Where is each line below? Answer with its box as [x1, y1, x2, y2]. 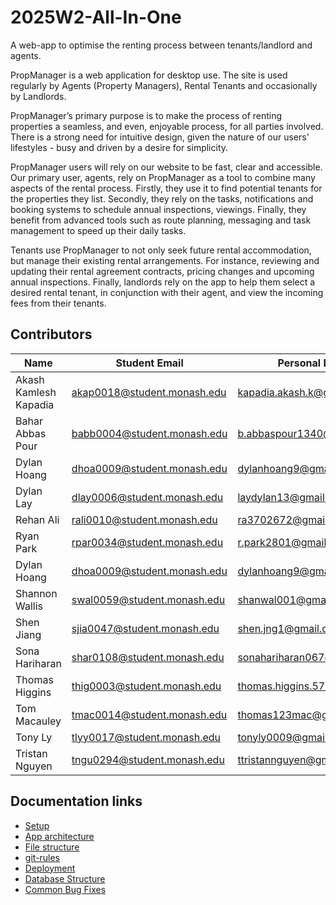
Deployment [24, 862, 76, 874]
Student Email [115, 356, 184, 370]
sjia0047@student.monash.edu [71, 621, 220, 635]
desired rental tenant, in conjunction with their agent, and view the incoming [10, 286, 324, 298]
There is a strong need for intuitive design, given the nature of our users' [10, 131, 310, 143]
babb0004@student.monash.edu [71, 426, 228, 440]
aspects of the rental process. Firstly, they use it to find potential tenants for [10, 182, 323, 194]
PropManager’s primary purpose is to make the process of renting [10, 109, 283, 121]
